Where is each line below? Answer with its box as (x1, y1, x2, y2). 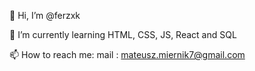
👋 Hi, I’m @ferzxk (9, 10, 81, 21)
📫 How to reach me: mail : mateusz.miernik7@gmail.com (9, 49, 246, 60)
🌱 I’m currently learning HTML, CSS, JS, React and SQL (9, 29, 237, 40)
